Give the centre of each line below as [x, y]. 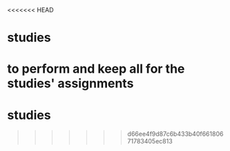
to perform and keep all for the [96, 69]
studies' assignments [70, 83]
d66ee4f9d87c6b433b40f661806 [175, 134]
